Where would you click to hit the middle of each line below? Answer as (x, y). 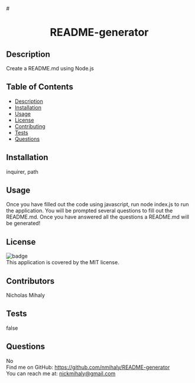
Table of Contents (40, 87)
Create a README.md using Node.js (50, 68)
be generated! (23, 223)
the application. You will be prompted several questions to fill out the (90, 211)
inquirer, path (22, 171)
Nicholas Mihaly (26, 296)
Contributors (30, 281)
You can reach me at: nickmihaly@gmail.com (61, 373)
